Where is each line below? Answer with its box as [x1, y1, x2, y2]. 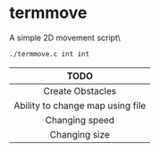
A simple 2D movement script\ [9, 32, 121, 43]
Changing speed [45, 114, 114, 126]
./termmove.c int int [9, 49, 90, 58]
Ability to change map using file [13, 99, 147, 112]
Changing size [49, 128, 110, 140]
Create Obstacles [43, 84, 117, 97]
